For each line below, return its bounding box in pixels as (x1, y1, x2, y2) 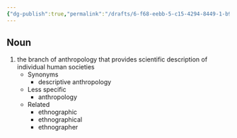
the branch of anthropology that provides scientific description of (16, 55, 208, 64)
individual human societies (16, 63, 95, 71)
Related (27, 100, 50, 109)
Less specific (27, 86, 67, 94)
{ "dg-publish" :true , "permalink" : (6, 10, 105, 18)
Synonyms (27, 70, 59, 79)
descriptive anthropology (37, 78, 112, 86)
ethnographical (37, 115, 83, 124)
